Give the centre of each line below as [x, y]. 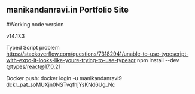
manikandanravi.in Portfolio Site [67, 10]
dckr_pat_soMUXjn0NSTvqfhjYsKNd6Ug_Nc [61, 84]
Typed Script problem [33, 47]
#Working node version [35, 24]
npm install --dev [158, 60]
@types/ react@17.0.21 [33, 66]
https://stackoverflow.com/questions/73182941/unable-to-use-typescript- [97, 54]
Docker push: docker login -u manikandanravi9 [64, 78]
